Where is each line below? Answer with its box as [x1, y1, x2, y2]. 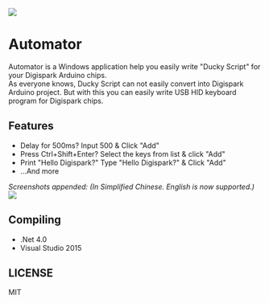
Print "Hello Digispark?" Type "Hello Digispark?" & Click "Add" [19, 158, 227, 167]
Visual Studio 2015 [19, 243, 82, 252]
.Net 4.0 [19, 234, 48, 244]
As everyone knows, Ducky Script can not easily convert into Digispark [8, 79, 244, 88]
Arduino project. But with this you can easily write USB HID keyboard [8, 87, 237, 96]
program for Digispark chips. [8, 96, 104, 105]
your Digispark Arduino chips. [8, 70, 107, 80]
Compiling [8, 213, 62, 227]
